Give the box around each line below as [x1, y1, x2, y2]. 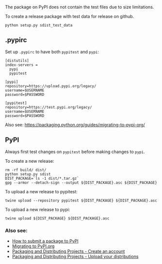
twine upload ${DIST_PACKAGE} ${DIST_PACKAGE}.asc [5, 216, 110, 221]
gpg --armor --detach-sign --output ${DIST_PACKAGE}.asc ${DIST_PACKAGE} [5, 180, 158, 185]
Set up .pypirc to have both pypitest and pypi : [5, 48, 99, 55]
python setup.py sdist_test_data [5, 23, 73, 28]
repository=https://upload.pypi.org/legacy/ [5, 83, 97, 89]
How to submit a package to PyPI [12, 238, 79, 244]
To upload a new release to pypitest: [5, 188, 78, 194]
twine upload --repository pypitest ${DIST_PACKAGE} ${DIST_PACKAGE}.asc [5, 198, 158, 203]
